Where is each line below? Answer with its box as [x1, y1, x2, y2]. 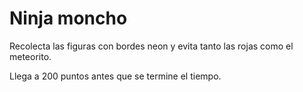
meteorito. [9, 50, 52, 62]
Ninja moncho [9, 7, 128, 30]
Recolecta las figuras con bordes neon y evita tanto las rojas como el [9, 40, 294, 52]
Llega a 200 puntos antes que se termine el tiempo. [9, 70, 222, 82]
